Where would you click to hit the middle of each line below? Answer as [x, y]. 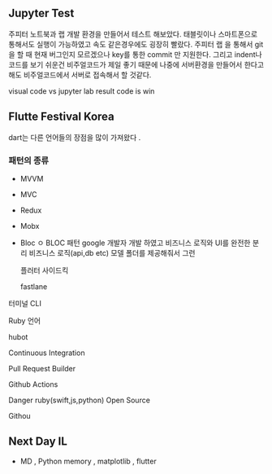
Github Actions [33, 384]
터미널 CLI [25, 303]
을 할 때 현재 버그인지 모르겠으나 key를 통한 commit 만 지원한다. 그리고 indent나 [135, 54]
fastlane [34, 286]
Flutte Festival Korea [62, 117]
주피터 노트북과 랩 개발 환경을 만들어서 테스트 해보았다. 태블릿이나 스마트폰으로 [133, 34]
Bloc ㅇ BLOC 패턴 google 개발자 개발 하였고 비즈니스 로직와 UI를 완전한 [135, 243]
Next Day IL [38, 442]
